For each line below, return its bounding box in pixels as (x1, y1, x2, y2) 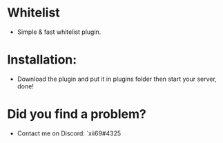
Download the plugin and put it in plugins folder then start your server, (17, 75, 217, 83)
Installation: (7, 52, 77, 68)
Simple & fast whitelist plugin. (17, 28, 101, 36)
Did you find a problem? (7, 106, 146, 122)
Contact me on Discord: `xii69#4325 (17, 129, 122, 137)
